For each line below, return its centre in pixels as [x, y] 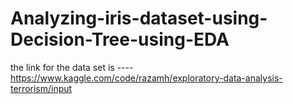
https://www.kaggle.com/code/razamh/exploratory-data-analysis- [146, 78]
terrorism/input [41, 88]
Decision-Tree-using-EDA [120, 39]
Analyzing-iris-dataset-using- [139, 18]
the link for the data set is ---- [72, 67]
